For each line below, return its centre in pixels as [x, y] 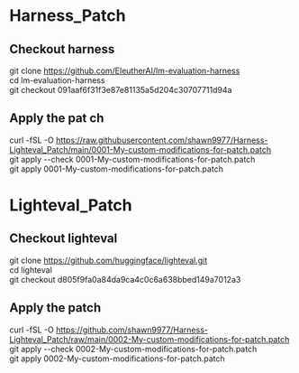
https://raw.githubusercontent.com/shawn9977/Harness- [162, 140]
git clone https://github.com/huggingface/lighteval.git [109, 260]
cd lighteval [31, 270]
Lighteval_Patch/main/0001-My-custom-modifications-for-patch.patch [140, 149]
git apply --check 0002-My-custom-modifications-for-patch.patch [133, 349]
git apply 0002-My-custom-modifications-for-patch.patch [117, 359]
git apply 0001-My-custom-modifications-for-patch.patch [116, 169]
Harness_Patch [68, 16]
